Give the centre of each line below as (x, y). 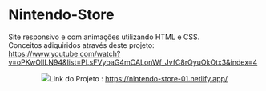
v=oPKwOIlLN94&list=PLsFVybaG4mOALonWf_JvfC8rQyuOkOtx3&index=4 (133, 62)
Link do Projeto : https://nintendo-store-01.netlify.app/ (139, 78)
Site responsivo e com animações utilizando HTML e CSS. (104, 37)
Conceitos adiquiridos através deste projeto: (81, 45)
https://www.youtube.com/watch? (64, 53)
